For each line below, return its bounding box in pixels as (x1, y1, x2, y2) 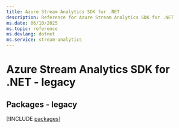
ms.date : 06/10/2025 (6, 20, 58, 26)
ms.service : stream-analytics (6, 37, 83, 43)
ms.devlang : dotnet (6, 31, 55, 37)
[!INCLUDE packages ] (6, 115, 61, 122)
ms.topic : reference (6, 25, 58, 32)
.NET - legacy (6, 76, 76, 89)
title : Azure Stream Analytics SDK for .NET (6, 8, 120, 15)
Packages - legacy (6, 99, 77, 109)
